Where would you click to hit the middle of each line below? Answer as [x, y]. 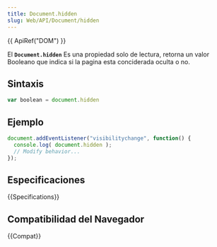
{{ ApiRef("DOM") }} [37, 40]
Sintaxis [26, 84]
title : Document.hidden [42, 14]
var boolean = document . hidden [53, 100]
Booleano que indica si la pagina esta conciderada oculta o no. [99, 61]
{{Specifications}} [34, 197]
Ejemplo [25, 122]
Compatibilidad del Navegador [76, 219]
